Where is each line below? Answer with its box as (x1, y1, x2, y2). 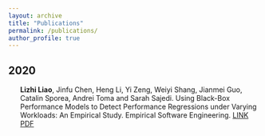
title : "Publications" (8, 19, 84, 27)
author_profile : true (8, 34, 81, 42)
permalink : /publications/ (8, 26, 98, 34)
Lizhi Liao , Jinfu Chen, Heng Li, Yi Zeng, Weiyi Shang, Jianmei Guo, (19, 85, 243, 94)
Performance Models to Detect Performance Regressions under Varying (19, 102, 257, 112)
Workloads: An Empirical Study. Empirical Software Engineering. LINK (19, 110, 249, 120)
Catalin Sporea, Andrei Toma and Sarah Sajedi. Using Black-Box (19, 94, 230, 103)
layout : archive (8, 11, 62, 20)
